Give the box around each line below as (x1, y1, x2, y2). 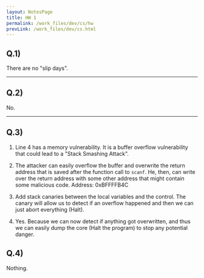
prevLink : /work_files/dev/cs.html (6, 26, 97, 32)
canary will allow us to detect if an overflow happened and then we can (15, 199, 194, 207)
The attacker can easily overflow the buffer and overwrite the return (15, 162, 185, 169)
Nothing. (6, 264, 29, 271)
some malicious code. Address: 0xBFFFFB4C (15, 181, 129, 189)
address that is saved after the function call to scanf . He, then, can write (15, 168, 195, 175)
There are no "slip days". (6, 64, 69, 72)
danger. (15, 231, 35, 238)
